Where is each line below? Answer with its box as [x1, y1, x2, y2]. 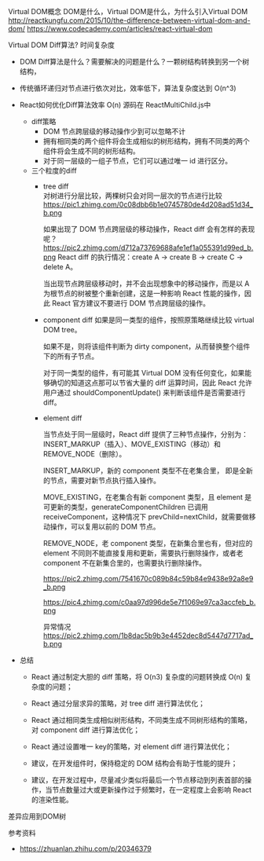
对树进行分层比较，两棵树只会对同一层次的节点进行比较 [42, 191, 222, 200]
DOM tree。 [42, 325, 82, 334]
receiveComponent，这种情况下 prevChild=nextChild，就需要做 [42, 512, 249, 521]
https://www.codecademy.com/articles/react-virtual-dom [27, 24, 213, 33]
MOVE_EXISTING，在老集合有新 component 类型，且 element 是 [42, 493, 252, 501]
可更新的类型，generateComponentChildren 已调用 [42, 502, 208, 511]
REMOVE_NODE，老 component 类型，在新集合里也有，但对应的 [42, 539, 253, 548]
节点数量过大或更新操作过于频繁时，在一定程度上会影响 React [52, 785, 252, 794]
